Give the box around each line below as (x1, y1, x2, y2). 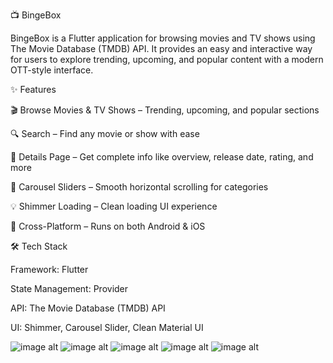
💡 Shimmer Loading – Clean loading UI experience (10, 200, 218, 212)
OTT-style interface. (10, 64, 94, 76)
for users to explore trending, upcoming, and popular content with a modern (10, 54, 324, 65)
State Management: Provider (10, 283, 129, 294)
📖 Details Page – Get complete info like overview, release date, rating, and (10, 151, 314, 163)
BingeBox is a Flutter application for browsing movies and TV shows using (10, 32, 316, 44)
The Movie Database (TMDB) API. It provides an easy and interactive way (10, 43, 313, 54)
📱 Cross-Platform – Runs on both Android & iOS (10, 220, 206, 232)
